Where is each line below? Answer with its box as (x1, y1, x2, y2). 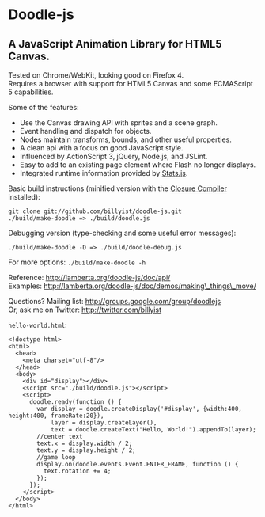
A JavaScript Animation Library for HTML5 (8, 37, 223, 51)
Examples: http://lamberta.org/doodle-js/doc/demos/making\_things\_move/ (8, 281, 257, 291)
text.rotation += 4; (43, 467, 112, 475)
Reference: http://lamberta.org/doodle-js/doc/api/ (8, 273, 171, 282)
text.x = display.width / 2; (36, 439, 133, 447)
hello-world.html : (8, 321, 67, 329)
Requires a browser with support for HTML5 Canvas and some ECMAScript (8, 79, 253, 88)
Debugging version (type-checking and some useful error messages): (8, 228, 237, 238)
